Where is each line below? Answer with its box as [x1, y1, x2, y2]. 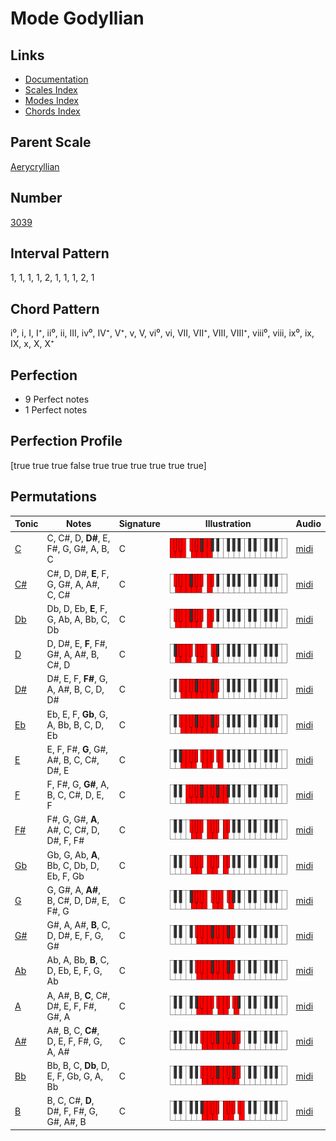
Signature [118, 518, 161, 530]
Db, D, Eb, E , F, [46, 602, 108, 614]
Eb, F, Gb [46, 870, 85, 882]
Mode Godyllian [10, 7, 145, 30]
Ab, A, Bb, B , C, [46, 954, 110, 966]
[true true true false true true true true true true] [10, 459, 207, 471]
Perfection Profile [10, 433, 123, 450]
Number [10, 190, 63, 207]
